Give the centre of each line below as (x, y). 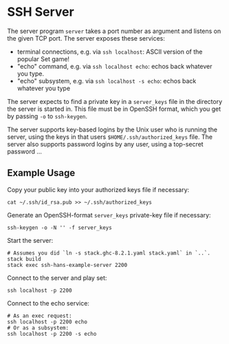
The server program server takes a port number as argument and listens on (114, 31)
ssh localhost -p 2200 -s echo (52, 334)
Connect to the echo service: (48, 303)
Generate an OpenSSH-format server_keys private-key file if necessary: (109, 215)
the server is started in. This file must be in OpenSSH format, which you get (114, 109)
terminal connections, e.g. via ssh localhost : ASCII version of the (110, 52)
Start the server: (30, 240)
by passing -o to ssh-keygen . (47, 116)
